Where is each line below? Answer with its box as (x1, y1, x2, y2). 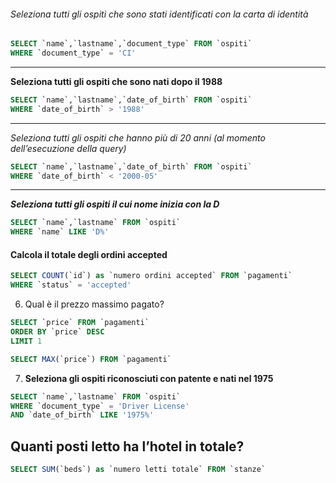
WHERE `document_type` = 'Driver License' (10, 401, 190, 411)
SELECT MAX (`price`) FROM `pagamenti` (10, 354, 172, 364)
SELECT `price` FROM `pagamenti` (10, 318, 150, 328)
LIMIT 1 (10, 336, 43, 346)
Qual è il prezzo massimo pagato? (24, 298, 165, 310)
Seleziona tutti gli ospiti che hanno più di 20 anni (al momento (10, 131, 266, 144)
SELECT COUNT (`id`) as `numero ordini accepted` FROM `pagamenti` (10, 271, 293, 281)
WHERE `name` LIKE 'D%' (10, 227, 110, 237)
